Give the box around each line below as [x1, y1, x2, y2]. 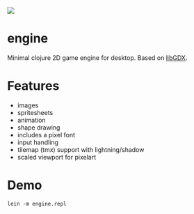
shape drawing [17, 123, 60, 132]
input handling [17, 138, 59, 146]
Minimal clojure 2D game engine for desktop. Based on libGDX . [7, 53, 188, 62]
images [17, 101, 39, 109]
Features [7, 78, 60, 94]
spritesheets [17, 108, 54, 116]
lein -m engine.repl [7, 200, 67, 207]
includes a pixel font [17, 130, 75, 139]
